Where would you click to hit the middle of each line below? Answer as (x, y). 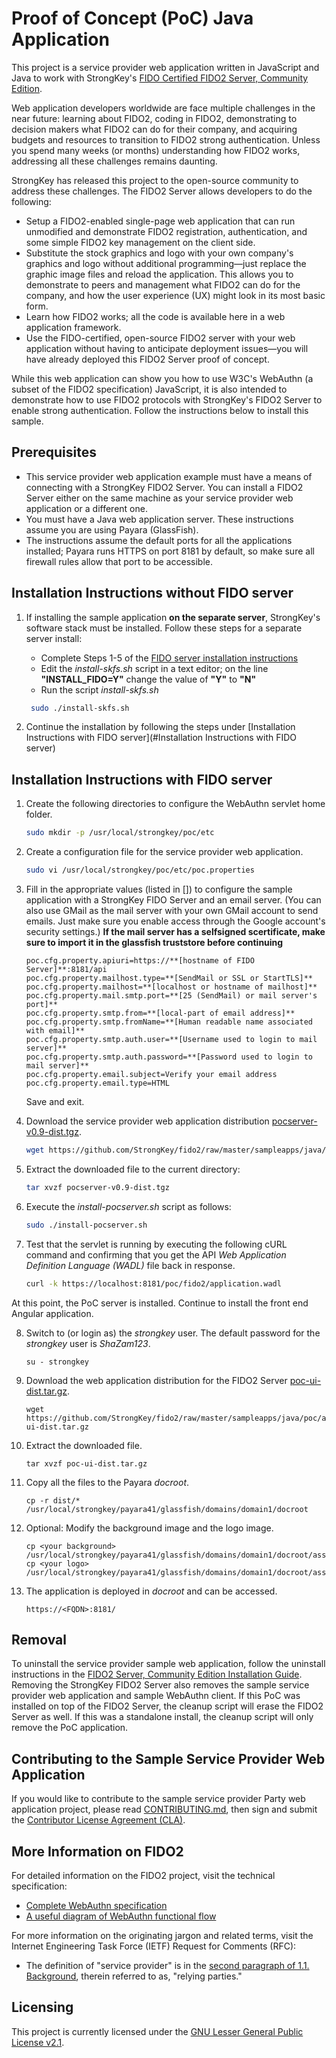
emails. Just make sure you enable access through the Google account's (175, 921)
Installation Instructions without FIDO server (152, 593)
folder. (39, 814)
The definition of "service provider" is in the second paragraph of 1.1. (167, 1965)
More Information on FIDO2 (97, 1851)
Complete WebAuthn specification (96, 1905)
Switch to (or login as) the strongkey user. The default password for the (173, 1333)
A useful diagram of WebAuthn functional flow (121, 1916)
